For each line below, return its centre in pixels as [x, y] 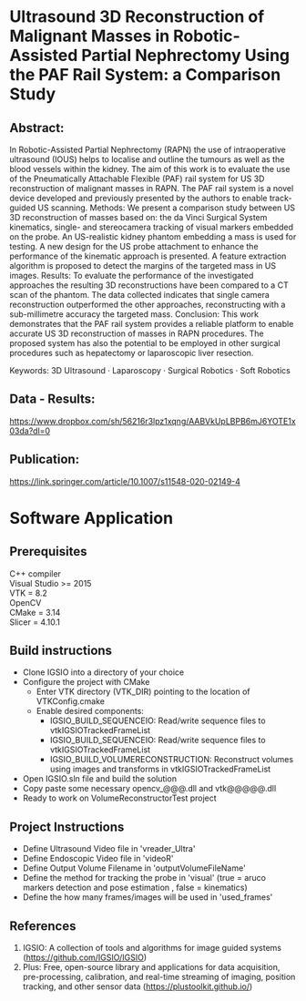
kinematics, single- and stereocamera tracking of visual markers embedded [152, 227]
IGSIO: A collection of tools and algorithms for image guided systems [152, 948]
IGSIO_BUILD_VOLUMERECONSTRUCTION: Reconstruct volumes [172, 760]
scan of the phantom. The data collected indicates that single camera [140, 295]
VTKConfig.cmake [70, 701]
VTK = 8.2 [29, 593]
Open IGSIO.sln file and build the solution [100, 779]
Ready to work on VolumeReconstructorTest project [119, 798]
